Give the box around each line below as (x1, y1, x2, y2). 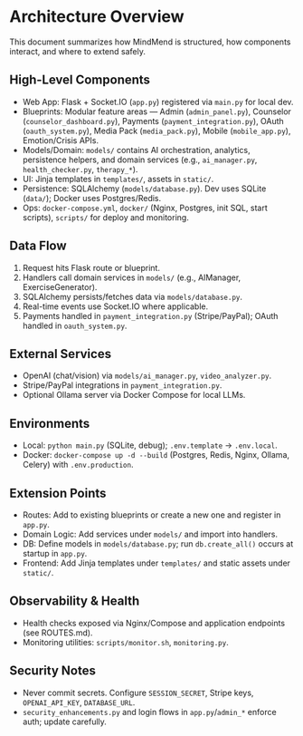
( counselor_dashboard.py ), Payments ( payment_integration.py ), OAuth (22, 115, 285, 126)
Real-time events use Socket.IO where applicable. (22, 301, 209, 312)
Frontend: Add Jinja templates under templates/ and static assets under (22, 557, 291, 568)
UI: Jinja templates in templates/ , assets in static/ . (22, 173, 214, 184)
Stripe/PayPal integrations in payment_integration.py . (22, 380, 223, 391)
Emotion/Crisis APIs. (22, 134, 99, 146)
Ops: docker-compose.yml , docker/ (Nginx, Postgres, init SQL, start (22, 202, 269, 213)
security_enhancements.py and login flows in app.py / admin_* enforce (22, 706, 278, 717)
